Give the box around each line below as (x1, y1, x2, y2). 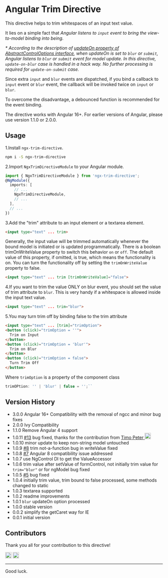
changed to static (12, 482, 49, 488)
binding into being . (24, 35, 64, 41)
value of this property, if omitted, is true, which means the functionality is (5, 255, 156, 261)
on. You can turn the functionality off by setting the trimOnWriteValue (5, 260, 147, 266)
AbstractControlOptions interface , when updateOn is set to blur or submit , (5, 50, 158, 56)
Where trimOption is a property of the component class (5, 374, 120, 380)
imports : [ (9, 182, 32, 188)
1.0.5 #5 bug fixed (12, 472, 49, 478)
